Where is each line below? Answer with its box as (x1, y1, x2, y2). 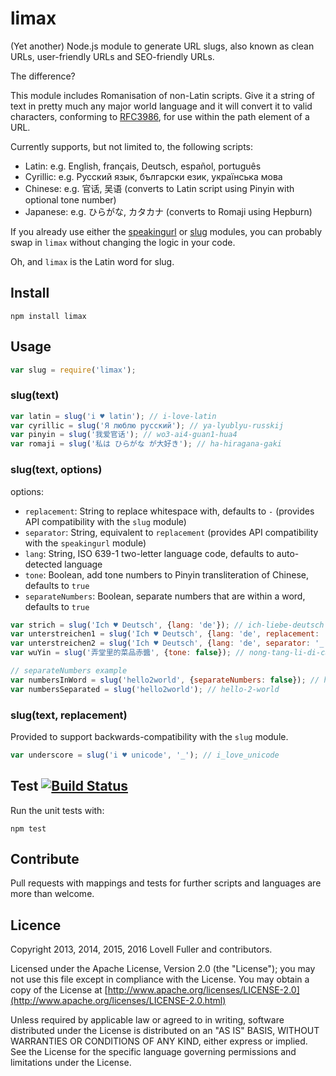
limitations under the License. (10, 1057, 132, 1069)
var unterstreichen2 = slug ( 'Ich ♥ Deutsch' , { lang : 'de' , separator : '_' (10, 638, 329, 649)
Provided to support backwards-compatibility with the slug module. (10, 730, 289, 742)
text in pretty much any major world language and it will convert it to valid (10, 100, 313, 112)
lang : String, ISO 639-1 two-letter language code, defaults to (24, 547, 275, 559)
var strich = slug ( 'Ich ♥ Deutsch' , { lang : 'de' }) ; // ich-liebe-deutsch (10, 620, 325, 630)
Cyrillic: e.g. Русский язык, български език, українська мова (24, 170, 283, 182)
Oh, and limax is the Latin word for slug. (10, 255, 175, 267)
